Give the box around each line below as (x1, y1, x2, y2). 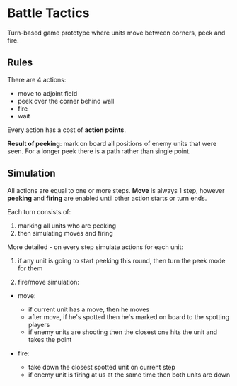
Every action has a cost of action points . (7, 126, 126, 134)
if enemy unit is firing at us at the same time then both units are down (28, 370, 231, 379)
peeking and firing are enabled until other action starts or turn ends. (7, 194, 207, 202)
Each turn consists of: (7, 207, 71, 216)
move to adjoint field (17, 89, 78, 97)
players (28, 320, 50, 329)
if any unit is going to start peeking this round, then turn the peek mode (17, 256, 226, 265)
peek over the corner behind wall (17, 96, 115, 105)
